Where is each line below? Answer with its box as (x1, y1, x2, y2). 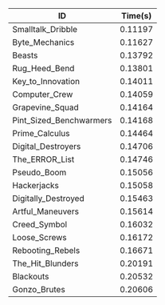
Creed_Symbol (12, 219, 68, 230)
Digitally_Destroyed (12, 193, 85, 203)
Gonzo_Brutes (12, 284, 65, 295)
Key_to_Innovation (12, 76, 81, 86)
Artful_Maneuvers (12, 206, 80, 217)
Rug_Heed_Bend (12, 63, 75, 74)
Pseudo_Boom (12, 167, 67, 178)
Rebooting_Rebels (12, 245, 81, 255)
